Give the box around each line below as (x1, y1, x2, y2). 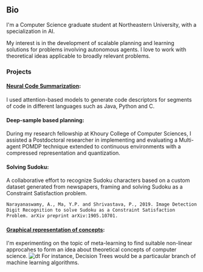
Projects (6, 67, 32, 75)
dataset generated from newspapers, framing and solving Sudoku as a (6, 183, 184, 190)
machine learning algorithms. (6, 259, 80, 267)
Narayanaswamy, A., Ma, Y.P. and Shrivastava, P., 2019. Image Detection (6, 201, 198, 207)
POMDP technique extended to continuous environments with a (22, 143, 181, 150)
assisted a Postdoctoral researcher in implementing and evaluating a (6, 136, 178, 144)
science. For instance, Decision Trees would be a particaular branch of (6, 253, 196, 260)
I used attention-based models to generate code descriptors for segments (6, 96, 192, 103)
